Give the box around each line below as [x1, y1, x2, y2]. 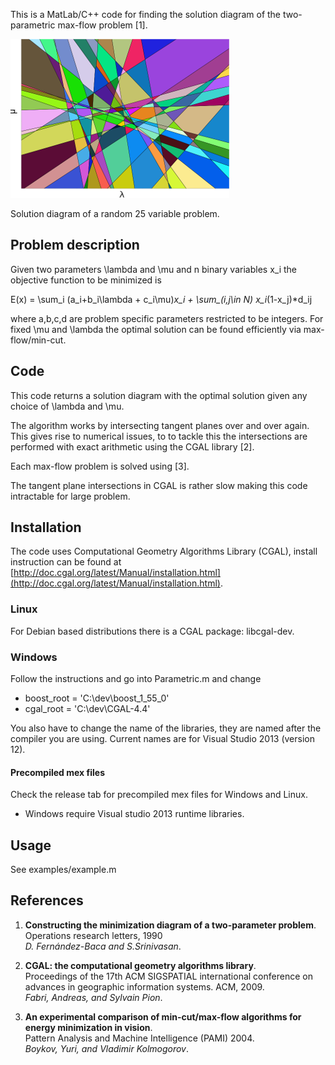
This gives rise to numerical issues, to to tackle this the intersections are [10, 430, 308, 442]
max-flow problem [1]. [57, 19, 148, 31]
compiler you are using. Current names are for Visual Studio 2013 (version [10, 733, 315, 745]
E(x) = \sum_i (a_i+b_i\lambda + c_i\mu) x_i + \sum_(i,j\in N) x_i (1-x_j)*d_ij [10, 293, 313, 305]
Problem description [10, 237, 140, 254]
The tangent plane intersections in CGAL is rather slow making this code [10, 479, 308, 491]
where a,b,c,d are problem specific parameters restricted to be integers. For [10, 312, 324, 324]
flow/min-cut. [10, 334, 67, 346]
